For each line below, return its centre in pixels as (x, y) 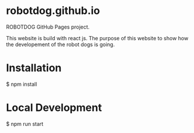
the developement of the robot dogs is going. (60, 44)
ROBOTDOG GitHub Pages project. (48, 27)
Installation (34, 68)
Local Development (54, 108)
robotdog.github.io (53, 11)
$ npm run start (25, 124)
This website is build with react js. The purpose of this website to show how (97, 38)
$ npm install (22, 84)
